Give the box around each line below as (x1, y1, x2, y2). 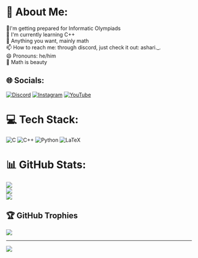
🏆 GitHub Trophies (6, 211, 78, 221)
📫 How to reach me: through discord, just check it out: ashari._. (6, 43, 161, 51)
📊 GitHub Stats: (6, 158, 87, 171)
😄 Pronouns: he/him (6, 52, 56, 59)
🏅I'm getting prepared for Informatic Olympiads (6, 25, 121, 32)
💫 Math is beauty (6, 58, 47, 65)
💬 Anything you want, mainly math (6, 37, 90, 44)
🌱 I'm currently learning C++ (6, 31, 75, 38)
